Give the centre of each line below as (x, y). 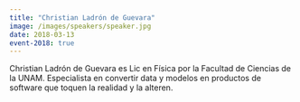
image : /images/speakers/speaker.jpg (80, 26)
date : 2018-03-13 (42, 34)
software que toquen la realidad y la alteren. (91, 88)
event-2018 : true (42, 43)
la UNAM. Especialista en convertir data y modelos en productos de (136, 79)
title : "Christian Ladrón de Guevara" (82, 18)
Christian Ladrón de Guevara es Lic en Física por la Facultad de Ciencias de (150, 69)
